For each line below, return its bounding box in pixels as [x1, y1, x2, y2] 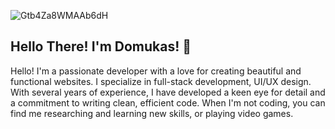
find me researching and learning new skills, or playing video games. [10, 107, 294, 119]
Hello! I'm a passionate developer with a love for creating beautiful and [10, 65, 302, 77]
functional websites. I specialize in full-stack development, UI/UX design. [10, 75, 312, 87]
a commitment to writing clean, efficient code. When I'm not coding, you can [10, 96, 326, 109]
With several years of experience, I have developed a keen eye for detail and [10, 86, 326, 98]
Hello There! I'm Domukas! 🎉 [10, 38, 192, 55]
